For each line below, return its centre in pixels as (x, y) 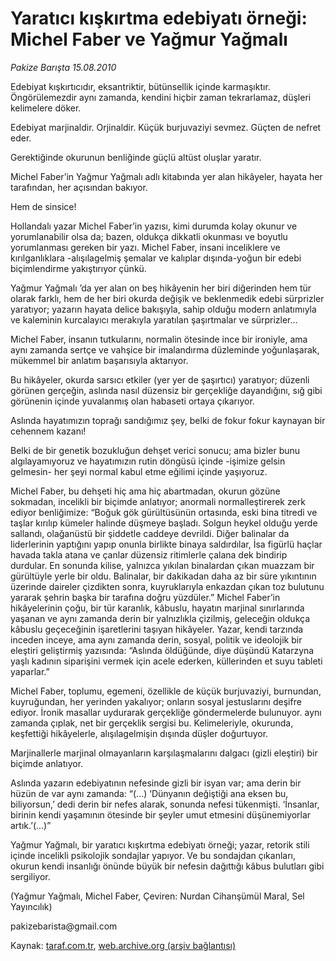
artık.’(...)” (31, 825)
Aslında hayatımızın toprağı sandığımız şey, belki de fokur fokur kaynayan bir (168, 420)
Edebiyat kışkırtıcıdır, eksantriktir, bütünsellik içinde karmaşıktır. (140, 86)
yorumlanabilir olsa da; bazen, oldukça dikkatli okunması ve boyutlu (149, 236)
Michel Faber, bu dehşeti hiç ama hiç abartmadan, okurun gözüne (145, 491)
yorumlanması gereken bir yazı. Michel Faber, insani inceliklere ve (145, 247)
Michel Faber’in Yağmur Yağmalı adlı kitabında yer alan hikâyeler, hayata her (166, 176)
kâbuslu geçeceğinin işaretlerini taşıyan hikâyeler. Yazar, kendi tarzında (157, 629)
